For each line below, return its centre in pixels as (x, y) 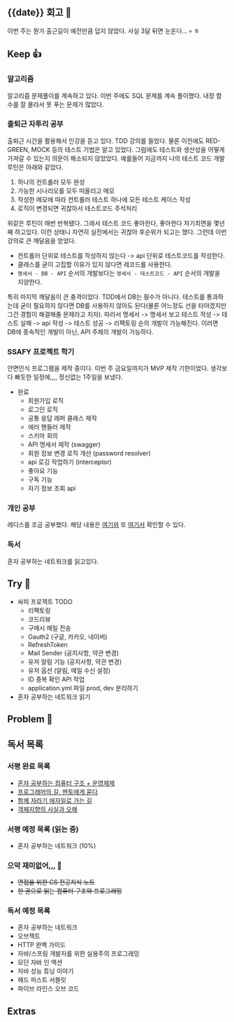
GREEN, (19, 149)
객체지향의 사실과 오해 (47, 809)
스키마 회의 (43, 436)
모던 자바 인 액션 (40, 962)
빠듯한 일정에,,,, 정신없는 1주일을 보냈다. (69, 377)
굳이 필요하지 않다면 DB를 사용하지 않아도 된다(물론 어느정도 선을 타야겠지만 (123, 305)
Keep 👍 (24, 54)
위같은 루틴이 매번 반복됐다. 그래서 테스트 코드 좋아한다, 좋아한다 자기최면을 (110, 223)
